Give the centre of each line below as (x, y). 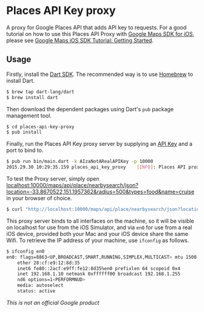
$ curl (15, 209)
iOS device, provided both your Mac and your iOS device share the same (97, 234)
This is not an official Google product (53, 302)
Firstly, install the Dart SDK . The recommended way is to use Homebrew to (100, 74)
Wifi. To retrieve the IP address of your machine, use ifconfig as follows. (98, 240)
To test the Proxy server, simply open (53, 179)
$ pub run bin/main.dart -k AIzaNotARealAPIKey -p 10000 (80, 162)
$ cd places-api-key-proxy (40, 127)
